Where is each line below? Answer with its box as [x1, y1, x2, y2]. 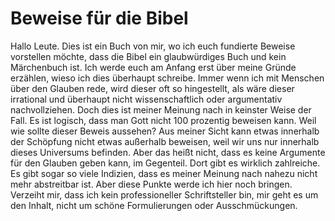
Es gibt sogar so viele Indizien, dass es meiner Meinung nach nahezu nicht [10, 167, 318, 179]
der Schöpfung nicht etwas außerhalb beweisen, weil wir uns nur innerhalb [10, 135, 320, 147]
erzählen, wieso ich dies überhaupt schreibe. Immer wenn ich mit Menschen [10, 72, 325, 84]
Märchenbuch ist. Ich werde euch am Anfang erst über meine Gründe [10, 61, 297, 73]
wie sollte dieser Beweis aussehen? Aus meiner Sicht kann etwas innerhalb [10, 125, 320, 137]
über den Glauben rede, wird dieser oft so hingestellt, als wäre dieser [10, 82, 295, 94]
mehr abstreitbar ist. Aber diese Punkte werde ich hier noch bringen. [10, 178, 293, 190]
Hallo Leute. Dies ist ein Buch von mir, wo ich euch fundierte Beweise [10, 40, 296, 52]
